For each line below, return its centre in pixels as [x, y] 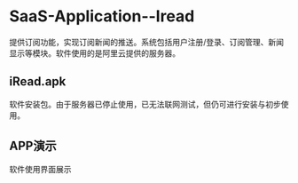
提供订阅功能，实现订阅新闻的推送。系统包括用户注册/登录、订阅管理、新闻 [147, 42]
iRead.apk [38, 82]
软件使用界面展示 [40, 169]
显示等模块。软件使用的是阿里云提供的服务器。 [94, 53]
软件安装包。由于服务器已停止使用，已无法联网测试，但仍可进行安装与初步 [145, 104]
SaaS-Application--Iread [102, 16]
